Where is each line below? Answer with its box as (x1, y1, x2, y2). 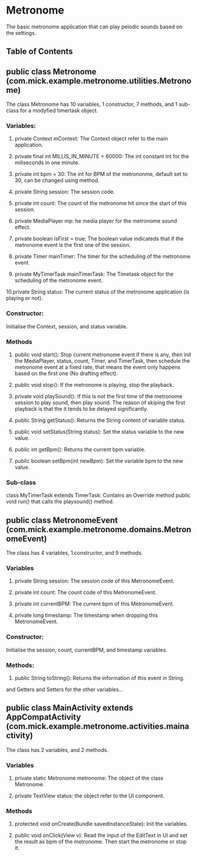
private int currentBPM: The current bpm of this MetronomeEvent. (14, 600, 175, 607)
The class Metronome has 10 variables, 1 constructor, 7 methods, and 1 (6, 101, 178, 108)
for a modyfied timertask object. (19, 107, 98, 114)
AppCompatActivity (6, 712, 81, 722)
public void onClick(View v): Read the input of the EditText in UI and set (14, 832, 188, 839)
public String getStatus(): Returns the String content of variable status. (14, 417, 186, 424)
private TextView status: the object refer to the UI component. (14, 792, 165, 799)
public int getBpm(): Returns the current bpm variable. (14, 446, 146, 453)
